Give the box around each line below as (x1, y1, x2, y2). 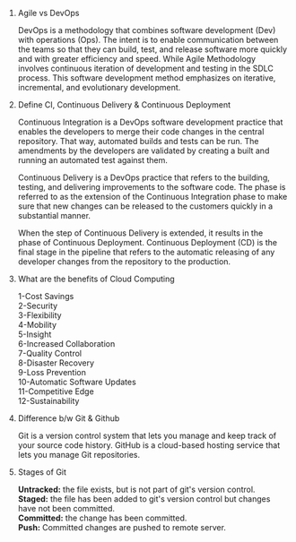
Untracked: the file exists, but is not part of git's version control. (17, 484, 256, 495)
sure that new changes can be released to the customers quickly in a (17, 201, 274, 211)
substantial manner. (17, 211, 91, 220)
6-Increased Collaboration (17, 339, 116, 348)
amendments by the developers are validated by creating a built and (17, 145, 270, 156)
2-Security (17, 300, 58, 311)
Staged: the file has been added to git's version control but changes (17, 494, 271, 504)
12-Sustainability (17, 396, 80, 406)
